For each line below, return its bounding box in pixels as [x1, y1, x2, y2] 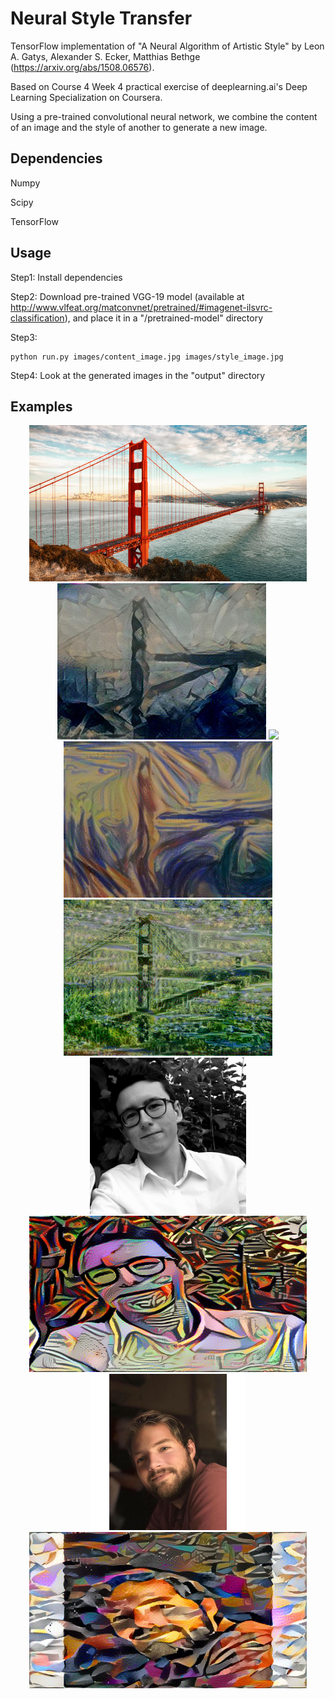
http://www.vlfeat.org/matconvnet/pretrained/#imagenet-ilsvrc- [10, 301, 273, 313]
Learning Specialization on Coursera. [10, 91, 163, 103]
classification [10, 312, 65, 324]
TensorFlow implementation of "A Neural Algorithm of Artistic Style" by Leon [10, 40, 325, 52]
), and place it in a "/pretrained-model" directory [64, 312, 264, 324]
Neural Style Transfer [10, 7, 193, 30]
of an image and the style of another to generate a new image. [10, 121, 268, 133]
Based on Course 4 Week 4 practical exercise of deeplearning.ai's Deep [10, 80, 308, 92]
